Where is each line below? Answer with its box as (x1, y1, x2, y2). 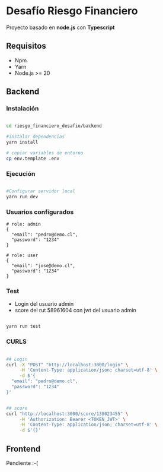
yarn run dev (6, 194, 39, 199)
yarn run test (6, 324, 41, 330)
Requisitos (6, 41, 46, 51)
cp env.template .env (6, 156, 60, 161)
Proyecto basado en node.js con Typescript (6, 24, 115, 31)
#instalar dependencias (6, 134, 65, 140)
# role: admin (6, 221, 41, 227)
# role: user (6, 252, 39, 259)
